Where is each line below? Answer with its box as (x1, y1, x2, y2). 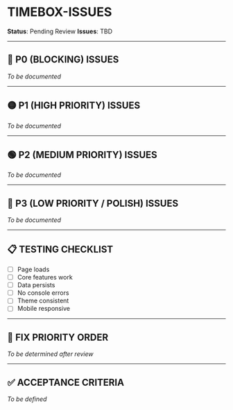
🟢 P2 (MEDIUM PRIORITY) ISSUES (7, 148, 157, 160)
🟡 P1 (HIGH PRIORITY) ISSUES (7, 100, 141, 112)
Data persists (17, 281, 55, 289)
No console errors (17, 289, 69, 297)
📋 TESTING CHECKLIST (7, 244, 114, 255)
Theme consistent (17, 296, 69, 305)
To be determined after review (7, 350, 94, 358)
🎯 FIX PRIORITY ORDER (7, 331, 109, 343)
